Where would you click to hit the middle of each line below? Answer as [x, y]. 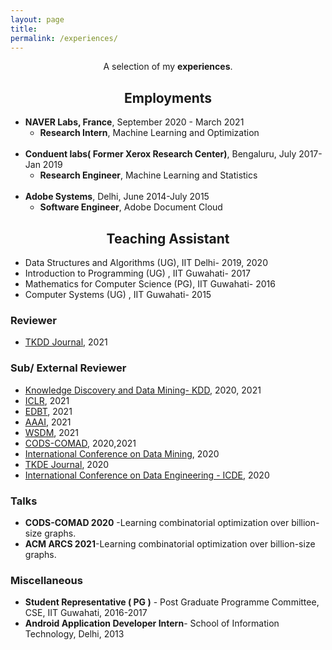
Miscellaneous [46, 580]
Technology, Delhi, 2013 [74, 634]
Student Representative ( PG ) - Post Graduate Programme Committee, [172, 602]
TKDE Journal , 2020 [67, 464]
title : [24, 29]
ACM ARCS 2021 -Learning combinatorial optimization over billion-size [170, 543]
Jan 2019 [43, 165]
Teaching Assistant [168, 238]
